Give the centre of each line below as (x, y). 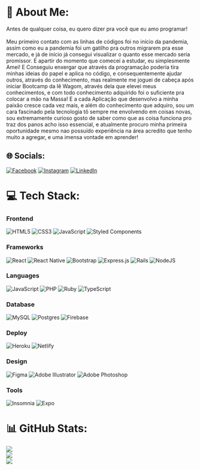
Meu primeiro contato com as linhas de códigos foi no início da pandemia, (97, 41)
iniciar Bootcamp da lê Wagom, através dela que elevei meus (81, 86)
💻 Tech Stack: (43, 196)
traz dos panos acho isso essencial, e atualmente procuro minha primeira (97, 124)
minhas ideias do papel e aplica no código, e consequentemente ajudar (94, 73)
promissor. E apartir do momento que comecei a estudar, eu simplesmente (98, 61)
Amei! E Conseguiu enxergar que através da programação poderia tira (93, 67)
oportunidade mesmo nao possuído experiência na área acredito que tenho (99, 131)
